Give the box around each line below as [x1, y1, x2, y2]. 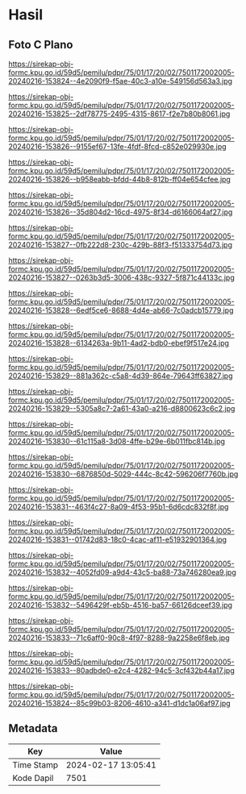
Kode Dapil [12, 772, 54, 784]
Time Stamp [12, 759, 59, 771]
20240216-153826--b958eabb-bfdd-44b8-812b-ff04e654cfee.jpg [8, 175, 231, 184]
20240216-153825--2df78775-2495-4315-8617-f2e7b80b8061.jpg [8, 109, 231, 118]
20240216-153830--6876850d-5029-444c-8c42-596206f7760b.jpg [8, 469, 239, 479]
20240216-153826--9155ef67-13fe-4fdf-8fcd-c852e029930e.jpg [8, 142, 227, 151]
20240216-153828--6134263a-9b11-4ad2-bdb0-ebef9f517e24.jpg [8, 339, 230, 347]
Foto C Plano [8, 38, 73, 52]
